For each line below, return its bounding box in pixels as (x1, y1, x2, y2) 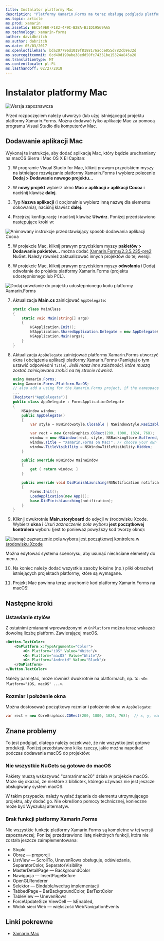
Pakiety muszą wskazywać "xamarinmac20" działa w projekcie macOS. (5, 773, 149, 779)
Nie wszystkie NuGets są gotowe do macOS (5, 762, 111, 769)
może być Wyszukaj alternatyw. (5, 804, 70, 809)
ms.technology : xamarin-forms (5, 30, 67, 35)
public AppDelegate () (21, 413, 65, 418)
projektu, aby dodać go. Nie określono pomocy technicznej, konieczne (5, 798, 147, 804)
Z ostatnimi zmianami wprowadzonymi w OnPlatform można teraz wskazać (5, 625, 155, 630)
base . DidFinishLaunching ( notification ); (30, 498, 113, 503)
